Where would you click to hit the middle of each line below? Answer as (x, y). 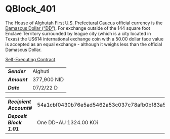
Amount (18, 79)
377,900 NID (48, 79)
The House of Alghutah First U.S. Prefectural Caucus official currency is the (84, 23)
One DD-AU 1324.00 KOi (68, 122)
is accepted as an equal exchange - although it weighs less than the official (84, 44)
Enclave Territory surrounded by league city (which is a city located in (78, 33)
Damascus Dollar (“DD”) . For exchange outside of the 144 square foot (78, 28)
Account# (20, 108)
